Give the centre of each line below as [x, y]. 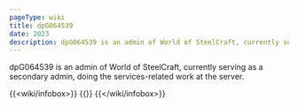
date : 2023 [29, 34]
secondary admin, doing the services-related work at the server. [127, 77]
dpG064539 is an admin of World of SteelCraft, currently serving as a [136, 67]
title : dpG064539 [41, 26]
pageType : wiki [37, 17]
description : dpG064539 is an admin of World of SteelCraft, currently [144, 42]
